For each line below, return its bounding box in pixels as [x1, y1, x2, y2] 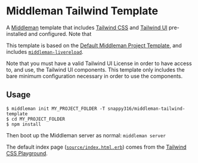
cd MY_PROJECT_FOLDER [11, 116, 66, 122]
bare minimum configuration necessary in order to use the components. [6, 72, 183, 79]
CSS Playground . [6, 149, 48, 156]
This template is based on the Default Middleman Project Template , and [6, 42, 182, 49]
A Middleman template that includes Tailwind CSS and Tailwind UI [6, 24, 168, 31]
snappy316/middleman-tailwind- [107, 106, 185, 112]
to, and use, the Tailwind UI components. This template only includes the [6, 66, 185, 73]
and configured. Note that [28, 30, 92, 37]
